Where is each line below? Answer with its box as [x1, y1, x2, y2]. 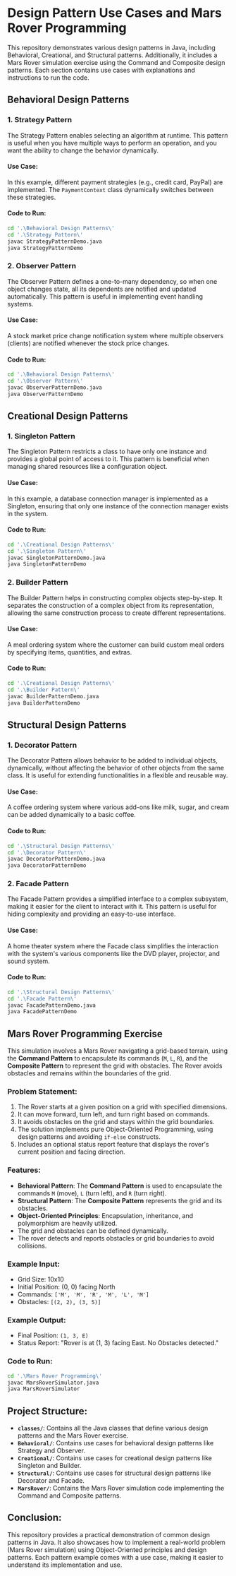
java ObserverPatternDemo [7, 390, 83, 398]
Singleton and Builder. [17, 1462, 82, 1470]
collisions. [17, 1241, 47, 1250]
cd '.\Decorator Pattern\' [7, 849, 87, 856]
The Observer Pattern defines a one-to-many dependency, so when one [7, 277, 218, 285]
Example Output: [7, 1315, 66, 1325]
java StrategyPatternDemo [7, 244, 83, 251]
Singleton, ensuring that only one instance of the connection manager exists [7, 501, 229, 510]
